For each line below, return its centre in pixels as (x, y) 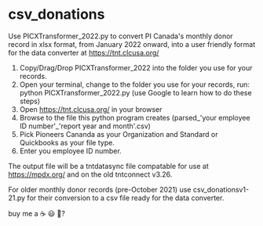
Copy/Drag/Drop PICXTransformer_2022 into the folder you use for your (136, 67)
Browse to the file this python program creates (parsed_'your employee (135, 117)
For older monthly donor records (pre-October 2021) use (100, 189)
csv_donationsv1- (221, 189)
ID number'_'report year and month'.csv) (85, 126)
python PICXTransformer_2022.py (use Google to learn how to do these (136, 92)
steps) (30, 101)
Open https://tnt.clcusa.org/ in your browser (91, 109)
